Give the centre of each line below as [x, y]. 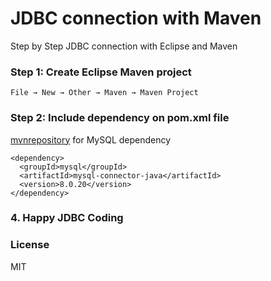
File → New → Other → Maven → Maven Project [104, 93]
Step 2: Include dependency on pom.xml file [120, 118]
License [30, 245]
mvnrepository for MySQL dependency [91, 139]
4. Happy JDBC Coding [67, 218]
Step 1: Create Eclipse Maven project [101, 72]
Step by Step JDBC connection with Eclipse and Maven [124, 46]
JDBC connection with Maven [136, 18]
